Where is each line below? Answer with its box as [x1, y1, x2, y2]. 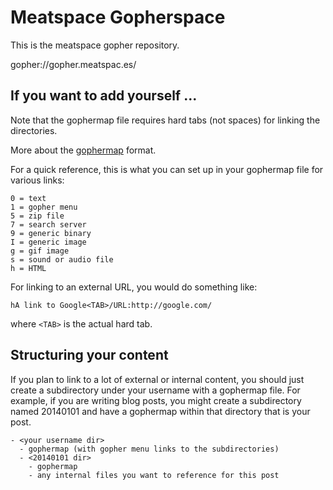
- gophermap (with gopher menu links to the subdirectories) [19, 444, 280, 454]
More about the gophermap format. [10, 144, 157, 156]
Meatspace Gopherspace [10, 6, 226, 29]
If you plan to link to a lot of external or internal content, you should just [10, 373, 305, 385]
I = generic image [10, 237, 87, 247]
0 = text [10, 193, 47, 203]
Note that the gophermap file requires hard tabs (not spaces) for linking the [10, 114, 321, 126]
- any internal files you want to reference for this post [28, 470, 280, 480]
